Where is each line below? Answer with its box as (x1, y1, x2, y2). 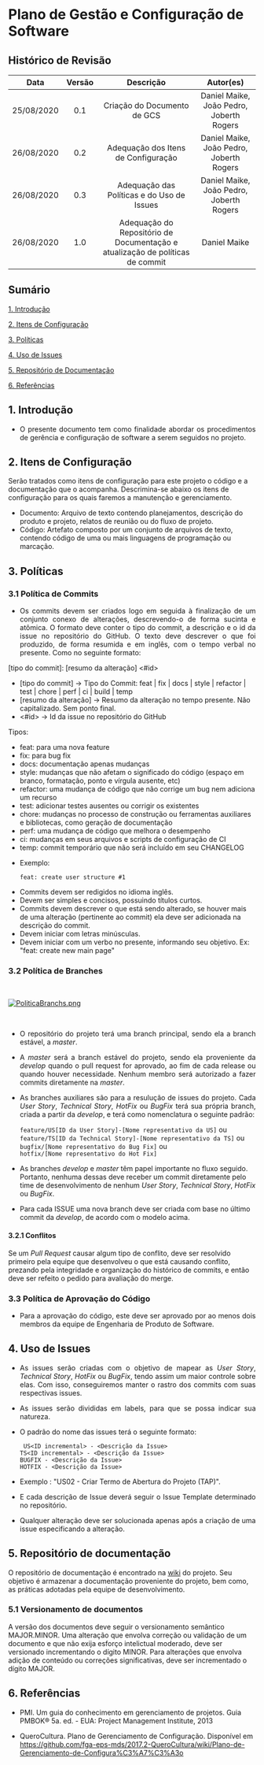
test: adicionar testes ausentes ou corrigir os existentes (19, 801, 200, 810)
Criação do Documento (103, 100, 189, 111)
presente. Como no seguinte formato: (19, 648, 141, 658)
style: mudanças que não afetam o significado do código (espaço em (19, 768, 244, 777)
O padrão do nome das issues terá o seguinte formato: (19, 1427, 196, 1437)
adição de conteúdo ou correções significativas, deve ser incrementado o (8, 1656, 247, 1665)
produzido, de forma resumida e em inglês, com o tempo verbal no (19, 640, 256, 649)
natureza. (19, 1411, 51, 1421)
